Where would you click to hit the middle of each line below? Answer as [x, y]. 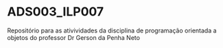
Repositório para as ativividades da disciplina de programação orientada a [112, 30]
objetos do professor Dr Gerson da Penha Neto [74, 37]
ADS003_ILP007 [56, 12]
